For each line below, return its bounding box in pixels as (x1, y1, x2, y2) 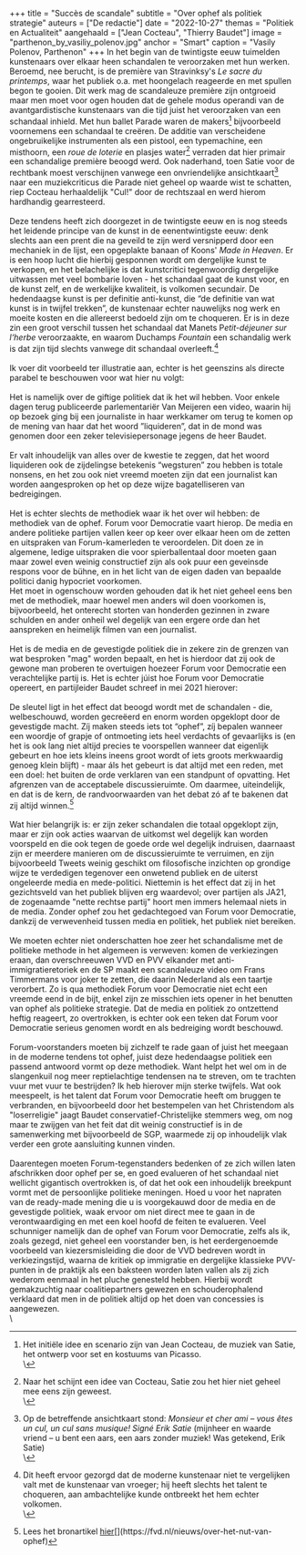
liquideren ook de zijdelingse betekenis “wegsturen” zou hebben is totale (9, 459, 283, 470)
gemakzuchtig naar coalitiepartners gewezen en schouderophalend (9, 1284, 264, 1295)
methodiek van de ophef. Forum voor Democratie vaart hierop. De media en (9, 517, 293, 528)
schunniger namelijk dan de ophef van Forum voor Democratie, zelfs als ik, (9, 1226, 291, 1237)
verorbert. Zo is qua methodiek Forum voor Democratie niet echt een (9, 983, 268, 994)
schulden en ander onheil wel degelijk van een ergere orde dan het (9, 614, 260, 625)
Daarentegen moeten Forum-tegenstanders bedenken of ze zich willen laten (9, 1158, 296, 1169)
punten (9, 1264, 36, 1275)
